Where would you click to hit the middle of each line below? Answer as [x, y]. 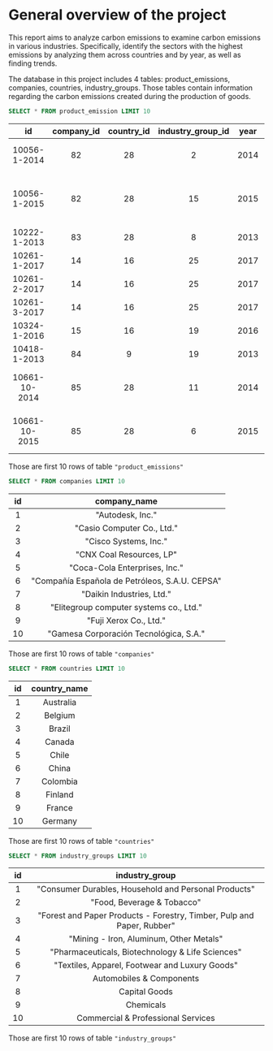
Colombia [60, 781]
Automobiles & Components [146, 979]
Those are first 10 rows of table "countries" [82, 841]
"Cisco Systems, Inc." [126, 541]
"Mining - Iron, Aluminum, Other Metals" [146, 939]
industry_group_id [194, 131]
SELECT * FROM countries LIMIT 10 [67, 668]
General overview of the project [117, 15]
